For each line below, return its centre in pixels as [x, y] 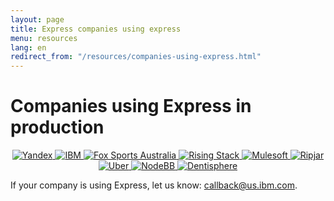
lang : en [28, 47]
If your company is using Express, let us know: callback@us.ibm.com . [154, 185]
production [57, 127]
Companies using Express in [131, 106]
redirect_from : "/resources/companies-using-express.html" [136, 57]
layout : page [37, 19]
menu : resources [44, 38]
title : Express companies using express [96, 29]
